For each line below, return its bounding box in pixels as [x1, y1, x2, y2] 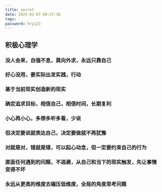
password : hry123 [5, 21, 41, 26]
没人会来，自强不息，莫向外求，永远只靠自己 [5, 57, 112, 64]
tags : [5, 16, 16, 21]
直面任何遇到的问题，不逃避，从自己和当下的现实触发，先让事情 [5, 159, 157, 166]
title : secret [5, 7, 35, 12]
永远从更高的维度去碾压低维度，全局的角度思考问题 [5, 181, 127, 188]
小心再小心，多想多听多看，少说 [5, 115, 81, 122]
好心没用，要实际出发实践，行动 [5, 71, 81, 78]
